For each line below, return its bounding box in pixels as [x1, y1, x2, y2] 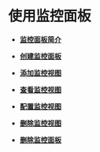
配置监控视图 [19, 102, 61, 111]
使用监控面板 [8, 7, 92, 25]
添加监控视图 [19, 68, 61, 77]
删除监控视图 [19, 118, 61, 128]
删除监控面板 [19, 135, 61, 144]
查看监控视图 [19, 84, 61, 95]
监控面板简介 [19, 35, 61, 44]
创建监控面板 [19, 51, 61, 61]
